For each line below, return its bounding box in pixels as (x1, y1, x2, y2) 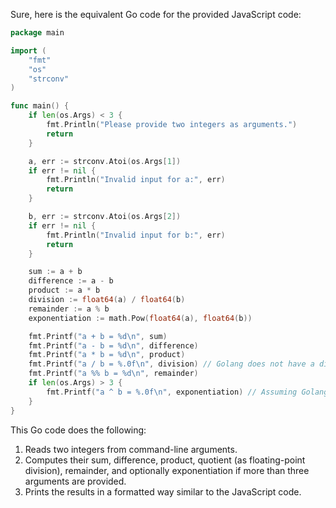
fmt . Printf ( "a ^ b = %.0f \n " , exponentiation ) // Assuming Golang (46, 387, 329, 397)
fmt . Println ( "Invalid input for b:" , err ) (46, 230, 226, 240)
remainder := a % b (28, 304, 110, 314)
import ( (10, 45, 47, 56)
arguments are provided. (24, 475, 127, 487)
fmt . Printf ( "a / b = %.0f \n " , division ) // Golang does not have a (28, 359, 315, 369)
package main (10, 28, 65, 38)
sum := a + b (28, 267, 83, 277)
